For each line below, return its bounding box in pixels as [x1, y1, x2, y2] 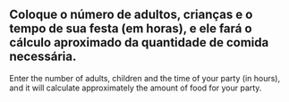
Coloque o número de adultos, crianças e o [9, 7, 253, 22]
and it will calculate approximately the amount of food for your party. [9, 82, 262, 93]
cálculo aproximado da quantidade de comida [9, 35, 269, 50]
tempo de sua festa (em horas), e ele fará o [9, 21, 252, 37]
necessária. [9, 49, 77, 64]
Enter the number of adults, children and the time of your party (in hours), [9, 72, 280, 83]
